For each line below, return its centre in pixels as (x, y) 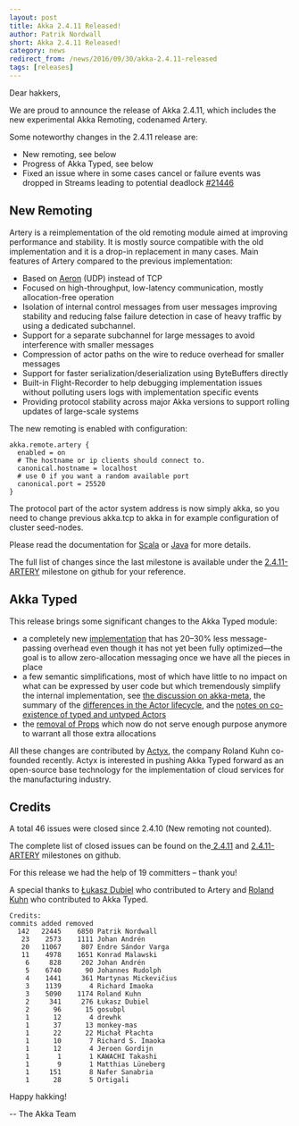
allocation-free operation (68, 297)
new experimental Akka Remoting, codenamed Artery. (108, 119)
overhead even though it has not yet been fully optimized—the (168, 648)
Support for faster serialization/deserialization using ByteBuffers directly (155, 373)
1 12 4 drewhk (74, 1018)
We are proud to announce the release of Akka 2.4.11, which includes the (143, 110)
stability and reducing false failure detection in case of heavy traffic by (152, 316)
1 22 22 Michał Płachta (89, 1033)
